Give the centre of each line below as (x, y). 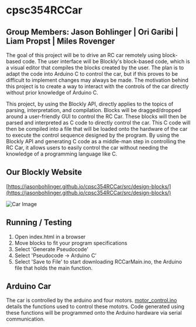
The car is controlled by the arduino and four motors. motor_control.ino (92, 301)
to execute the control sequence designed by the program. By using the (93, 135)
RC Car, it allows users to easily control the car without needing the (87, 148)
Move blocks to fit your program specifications (71, 243)
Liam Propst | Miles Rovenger (61, 41)
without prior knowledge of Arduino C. (52, 92)
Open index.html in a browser (50, 237)
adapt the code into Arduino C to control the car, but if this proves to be (92, 74)
